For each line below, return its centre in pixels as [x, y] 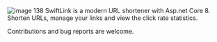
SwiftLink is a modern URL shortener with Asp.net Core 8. [128, 11]
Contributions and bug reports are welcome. [71, 31]
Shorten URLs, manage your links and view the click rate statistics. [103, 18]
